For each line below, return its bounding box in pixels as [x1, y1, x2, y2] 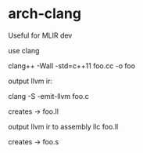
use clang [8, 46, 40, 55]
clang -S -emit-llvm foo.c [8, 91, 89, 100]
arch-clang [8, 5, 82, 23]
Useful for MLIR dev [8, 31, 73, 40]
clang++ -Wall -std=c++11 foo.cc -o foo [8, 60, 135, 71]
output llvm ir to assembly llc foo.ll [8, 122, 119, 131]
